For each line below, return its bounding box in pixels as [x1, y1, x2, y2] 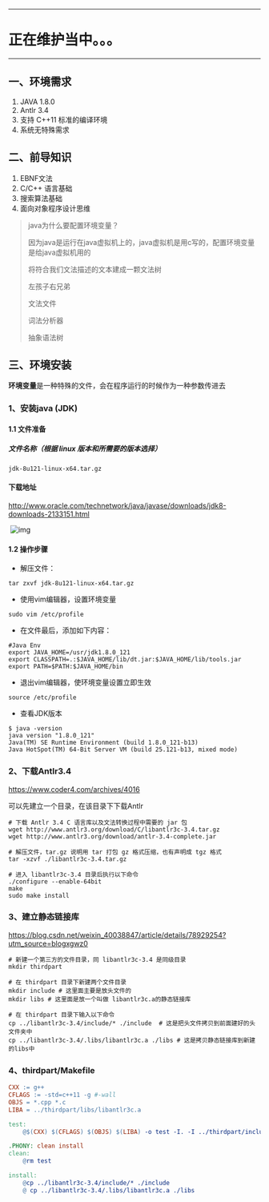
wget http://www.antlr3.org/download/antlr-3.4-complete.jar [8, 832, 217, 841]
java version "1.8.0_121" [8, 732, 94, 740]
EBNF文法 [19, 173, 54, 183]
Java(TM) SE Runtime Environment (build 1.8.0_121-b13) [8, 738, 199, 747]
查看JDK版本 [19, 709, 62, 718]
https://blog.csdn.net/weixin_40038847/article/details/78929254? [8, 930, 227, 939]
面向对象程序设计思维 [19, 203, 90, 213]
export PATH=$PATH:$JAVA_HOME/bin [8, 662, 124, 671]
